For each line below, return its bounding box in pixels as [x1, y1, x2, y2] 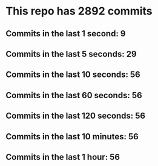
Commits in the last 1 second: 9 [5, 28, 126, 39]
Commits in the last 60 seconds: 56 [5, 90, 143, 101]
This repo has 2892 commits [5, 4, 153, 18]
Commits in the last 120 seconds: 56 [5, 111, 146, 121]
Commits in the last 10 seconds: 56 [5, 70, 140, 80]
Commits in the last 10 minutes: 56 [5, 131, 139, 142]
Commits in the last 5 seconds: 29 [5, 48, 137, 59]
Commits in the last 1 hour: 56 [5, 151, 120, 162]
